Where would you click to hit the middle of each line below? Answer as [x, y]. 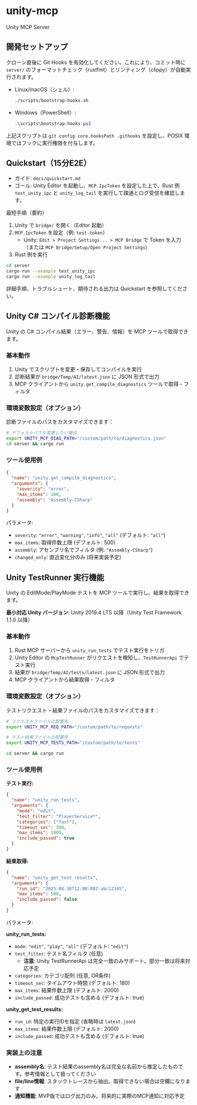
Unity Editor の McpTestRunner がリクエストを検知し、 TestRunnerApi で [99, 658]
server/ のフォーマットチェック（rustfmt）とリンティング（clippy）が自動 [96, 69]
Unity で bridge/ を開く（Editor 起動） [61, 225]
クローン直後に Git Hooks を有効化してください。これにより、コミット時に [96, 62]
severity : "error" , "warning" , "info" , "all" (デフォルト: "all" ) [90, 535]
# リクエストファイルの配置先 [37, 721]
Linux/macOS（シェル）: [45, 89]
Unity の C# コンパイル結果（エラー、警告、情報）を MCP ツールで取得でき [97, 331]
